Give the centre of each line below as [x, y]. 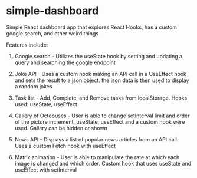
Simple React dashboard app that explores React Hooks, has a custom [92, 27]
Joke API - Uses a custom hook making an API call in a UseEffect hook [101, 74]
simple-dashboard [52, 11]
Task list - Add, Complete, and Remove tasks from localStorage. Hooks [101, 98]
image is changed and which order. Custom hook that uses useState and [103, 163]
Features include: [27, 45]
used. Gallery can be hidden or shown [61, 128]
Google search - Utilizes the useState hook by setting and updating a [98, 56]
